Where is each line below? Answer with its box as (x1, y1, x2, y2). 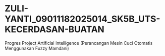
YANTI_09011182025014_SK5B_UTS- (4, 13, 161, 25)
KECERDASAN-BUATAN (4, 24, 105, 35)
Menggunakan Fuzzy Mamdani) (4, 45, 69, 51)
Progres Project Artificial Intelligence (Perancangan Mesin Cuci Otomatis (4, 40, 153, 46)
